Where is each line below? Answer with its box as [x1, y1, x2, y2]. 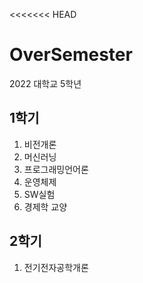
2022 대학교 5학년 [9, 77, 82, 89]
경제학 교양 [23, 200, 68, 213]
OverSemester [9, 44, 133, 66]
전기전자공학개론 [23, 261, 89, 273]
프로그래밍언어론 [23, 163, 89, 175]
